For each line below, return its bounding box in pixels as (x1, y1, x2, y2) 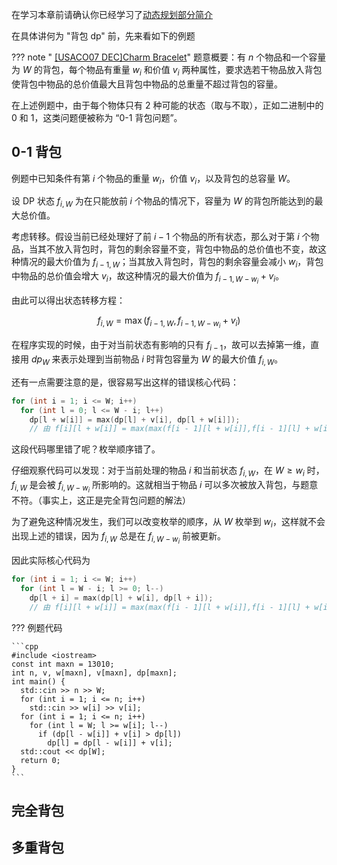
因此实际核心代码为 (11, 554, 91, 567)
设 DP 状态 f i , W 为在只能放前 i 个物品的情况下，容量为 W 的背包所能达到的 (11, 195, 315, 210)
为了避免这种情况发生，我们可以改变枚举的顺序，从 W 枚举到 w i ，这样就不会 (11, 516, 326, 530)
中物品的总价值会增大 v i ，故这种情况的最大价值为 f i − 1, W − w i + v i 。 (11, 270, 285, 286)
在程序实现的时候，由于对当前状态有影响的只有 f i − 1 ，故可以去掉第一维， (11, 339, 311, 353)
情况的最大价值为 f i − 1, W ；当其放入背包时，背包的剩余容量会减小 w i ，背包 (19, 256, 324, 270)
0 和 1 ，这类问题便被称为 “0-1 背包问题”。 (11, 111, 183, 123)
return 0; (20, 755, 61, 765)
